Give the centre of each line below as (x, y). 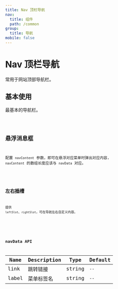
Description (45, 260)
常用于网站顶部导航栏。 (29, 79)
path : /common (24, 24)
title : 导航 (22, 33)
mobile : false (20, 38)
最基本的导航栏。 (23, 110)
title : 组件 (22, 19)
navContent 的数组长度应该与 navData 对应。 (45, 163)
